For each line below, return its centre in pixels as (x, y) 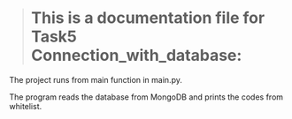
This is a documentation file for (148, 18)
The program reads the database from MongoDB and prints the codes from (146, 97)
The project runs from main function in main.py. (96, 79)
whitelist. (26, 106)
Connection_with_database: (136, 56)
